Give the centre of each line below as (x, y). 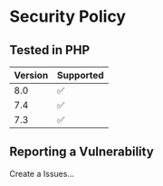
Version (31, 75)
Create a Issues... (42, 173)
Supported (81, 75)
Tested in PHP (50, 50)
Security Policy (68, 17)
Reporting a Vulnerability (81, 152)
